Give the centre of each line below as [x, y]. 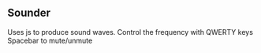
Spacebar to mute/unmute [50, 40]
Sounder [29, 13]
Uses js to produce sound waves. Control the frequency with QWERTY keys [130, 32]
